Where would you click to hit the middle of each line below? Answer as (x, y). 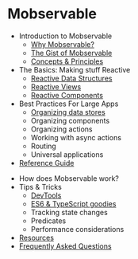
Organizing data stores (68, 112)
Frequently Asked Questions (65, 246)
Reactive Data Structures (71, 78)
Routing (43, 146)
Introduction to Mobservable (65, 36)
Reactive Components (67, 95)
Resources (36, 237)
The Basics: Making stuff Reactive (75, 69)
